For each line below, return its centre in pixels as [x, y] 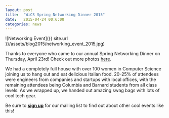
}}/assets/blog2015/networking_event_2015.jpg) [55, 44]
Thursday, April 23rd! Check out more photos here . [58, 59]
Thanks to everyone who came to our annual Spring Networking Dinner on [83, 54]
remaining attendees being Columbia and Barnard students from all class [81, 85]
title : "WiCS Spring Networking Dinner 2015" [55, 15]
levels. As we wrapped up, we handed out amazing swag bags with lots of [82, 90]
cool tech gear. [21, 96]
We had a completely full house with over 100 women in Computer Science [83, 69]
